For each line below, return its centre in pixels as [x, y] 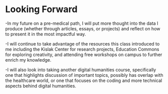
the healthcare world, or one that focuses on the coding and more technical [84, 80]
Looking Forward [41, 9]
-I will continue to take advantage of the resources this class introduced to [82, 43]
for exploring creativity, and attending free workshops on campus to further [84, 55]
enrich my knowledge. [28, 60]
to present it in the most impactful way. [46, 34]
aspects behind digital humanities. [41, 86]
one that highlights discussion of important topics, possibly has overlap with [84, 75]
